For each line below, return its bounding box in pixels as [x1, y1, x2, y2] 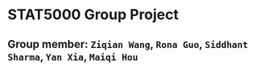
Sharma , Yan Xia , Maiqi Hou [7, 49, 138, 63]
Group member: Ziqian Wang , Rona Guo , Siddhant [7, 37, 249, 51]
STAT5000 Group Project [7, 6, 179, 24]
